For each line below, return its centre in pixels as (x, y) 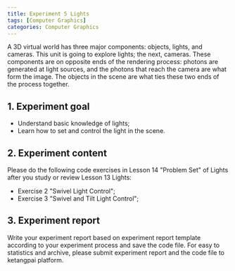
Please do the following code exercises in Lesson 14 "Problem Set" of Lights (118, 170)
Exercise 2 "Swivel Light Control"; (66, 191)
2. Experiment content (57, 153)
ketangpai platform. (36, 260)
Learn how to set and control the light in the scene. (91, 131)
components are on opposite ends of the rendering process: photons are (113, 62)
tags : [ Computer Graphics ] (47, 20)
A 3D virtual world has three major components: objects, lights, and (105, 47)
